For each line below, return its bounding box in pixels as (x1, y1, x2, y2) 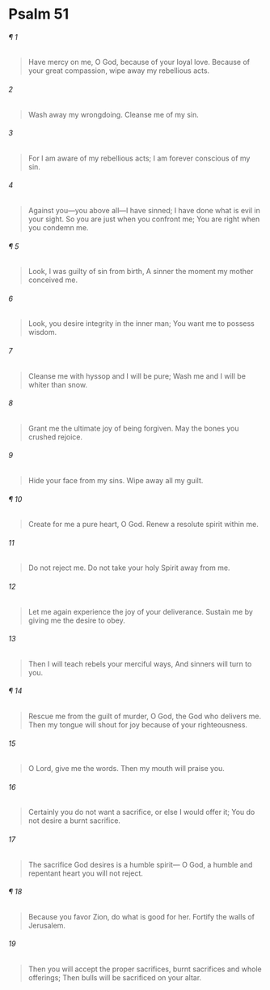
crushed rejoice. (27, 431, 83, 442)
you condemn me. (27, 223, 89, 232)
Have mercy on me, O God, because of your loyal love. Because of (27, 58, 251, 67)
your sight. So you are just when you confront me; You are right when (27, 214, 260, 224)
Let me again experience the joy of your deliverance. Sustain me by (27, 606, 253, 616)
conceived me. (27, 275, 78, 285)
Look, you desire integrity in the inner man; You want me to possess (27, 319, 255, 328)
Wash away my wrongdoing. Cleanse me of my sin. (27, 109, 200, 119)
